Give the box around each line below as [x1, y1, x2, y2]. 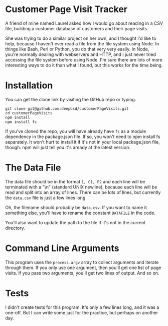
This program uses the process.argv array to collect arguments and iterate [5, 259, 159, 265]
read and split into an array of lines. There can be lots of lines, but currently [5, 189, 161, 195]
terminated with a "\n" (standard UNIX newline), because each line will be [5, 184, 157, 190]
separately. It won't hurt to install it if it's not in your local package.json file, [5, 139, 160, 145]
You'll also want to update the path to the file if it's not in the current [5, 219, 146, 225]
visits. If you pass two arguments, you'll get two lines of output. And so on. [5, 270, 159, 276]
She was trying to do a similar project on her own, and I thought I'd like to [5, 35, 156, 41]
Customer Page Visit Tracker [5, 4, 128, 15]
